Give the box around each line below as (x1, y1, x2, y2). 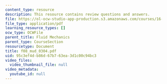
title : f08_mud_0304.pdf (5, 48, 57, 53)
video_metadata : (5, 67, 39, 72)
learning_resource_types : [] (5, 26, 66, 31)
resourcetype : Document (5, 44, 55, 49)
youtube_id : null (9, 72, 46, 77)
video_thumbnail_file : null (9, 62, 68, 67)
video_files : (5, 58, 32, 63)
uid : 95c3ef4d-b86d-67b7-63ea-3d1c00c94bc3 (5, 53, 97, 58)
